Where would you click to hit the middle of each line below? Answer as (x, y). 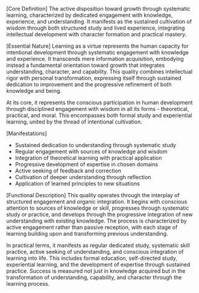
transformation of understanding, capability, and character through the (94, 277)
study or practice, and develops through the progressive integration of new (99, 214)
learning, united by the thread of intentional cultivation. (74, 122)
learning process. (28, 284)
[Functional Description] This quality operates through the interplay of (93, 195)
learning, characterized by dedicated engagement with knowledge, (90, 15)
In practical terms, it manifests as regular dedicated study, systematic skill (98, 245)
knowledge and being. (34, 91)
